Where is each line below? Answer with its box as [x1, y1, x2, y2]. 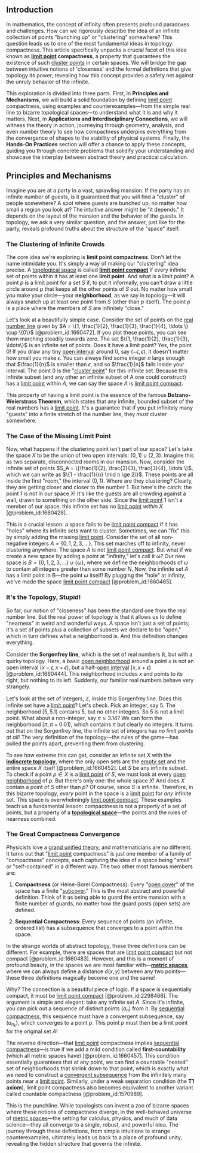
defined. [14, 906, 36, 913]
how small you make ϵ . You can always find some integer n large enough [6, 354, 185, 362]
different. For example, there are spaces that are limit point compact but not [6, 949, 192, 956]
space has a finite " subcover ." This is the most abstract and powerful [14, 887, 185, 894]
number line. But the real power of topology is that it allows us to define [6, 613, 182, 620]
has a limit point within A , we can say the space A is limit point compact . [6, 380, 183, 387]
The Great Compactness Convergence [6, 830, 121, 838]
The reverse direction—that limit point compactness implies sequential [6, 1039, 180, 1046]
